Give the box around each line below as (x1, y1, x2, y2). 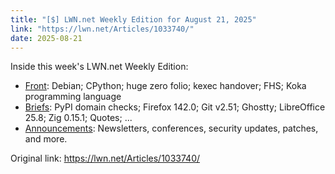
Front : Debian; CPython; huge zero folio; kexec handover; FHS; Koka (24, 80, 307, 92)
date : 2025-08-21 (10, 33, 83, 43)
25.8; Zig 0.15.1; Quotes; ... (24, 112, 133, 124)
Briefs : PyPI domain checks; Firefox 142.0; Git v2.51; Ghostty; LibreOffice (24, 101, 326, 113)
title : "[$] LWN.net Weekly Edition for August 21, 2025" (10, 14, 257, 25)
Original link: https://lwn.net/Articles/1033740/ (10, 152, 201, 165)
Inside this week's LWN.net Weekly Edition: (10, 61, 189, 73)
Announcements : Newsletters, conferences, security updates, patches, (24, 122, 319, 135)
